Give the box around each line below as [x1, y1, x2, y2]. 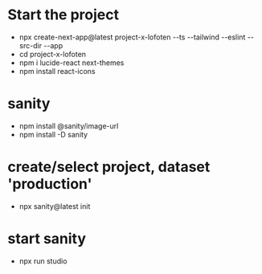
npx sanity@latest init [18, 201, 91, 211]
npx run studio [18, 256, 68, 266]
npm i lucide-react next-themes [18, 58, 125, 67]
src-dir [18, 40, 42, 50]
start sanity [7, 230, 86, 247]
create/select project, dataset [7, 158, 211, 176]
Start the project [7, 6, 120, 24]
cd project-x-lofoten [18, 49, 86, 59]
